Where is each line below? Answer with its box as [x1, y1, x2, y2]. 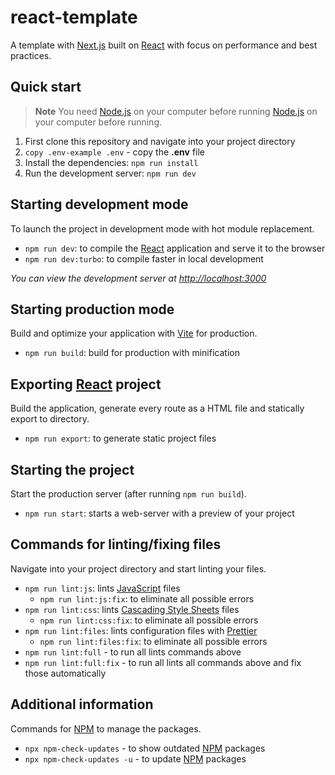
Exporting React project [10, 376, 162, 393]
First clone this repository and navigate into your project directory [24, 135, 296, 147]
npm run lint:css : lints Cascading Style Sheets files [24, 603, 240, 615]
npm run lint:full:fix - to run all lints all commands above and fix [24, 656, 302, 668]
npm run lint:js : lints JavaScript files [24, 582, 181, 594]
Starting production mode [10, 301, 175, 318]
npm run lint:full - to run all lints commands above [24, 646, 242, 658]
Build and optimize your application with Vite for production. [10, 327, 258, 340]
